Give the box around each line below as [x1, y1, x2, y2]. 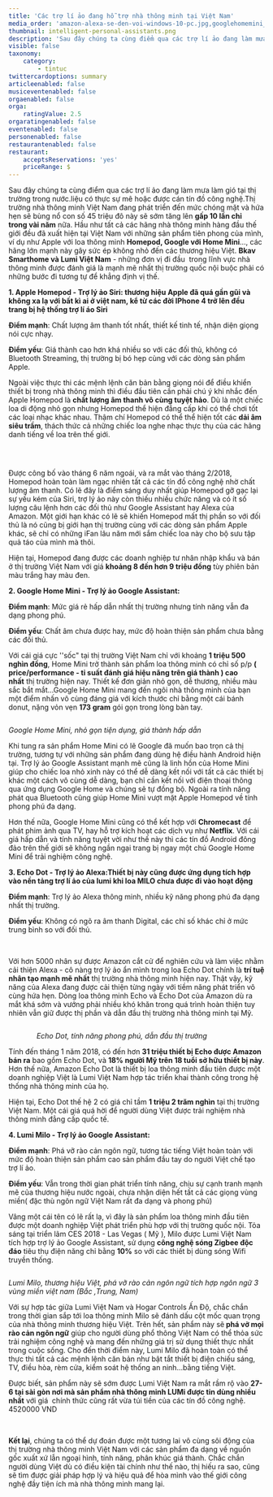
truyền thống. [8, 1255, 54, 1265]
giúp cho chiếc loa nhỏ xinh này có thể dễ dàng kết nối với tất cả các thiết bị [8, 767, 264, 777]
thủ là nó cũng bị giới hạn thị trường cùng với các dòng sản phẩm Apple [8, 520, 248, 530]
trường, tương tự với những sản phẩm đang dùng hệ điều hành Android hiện [8, 749, 262, 760]
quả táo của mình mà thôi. [8, 537, 96, 547]
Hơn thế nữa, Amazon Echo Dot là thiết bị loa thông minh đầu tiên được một [8, 1064, 261, 1074]
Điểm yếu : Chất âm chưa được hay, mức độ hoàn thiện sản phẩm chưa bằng [8, 627, 264, 636]
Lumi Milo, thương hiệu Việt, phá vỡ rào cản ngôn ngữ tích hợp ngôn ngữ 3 [8, 1278, 258, 1288]
